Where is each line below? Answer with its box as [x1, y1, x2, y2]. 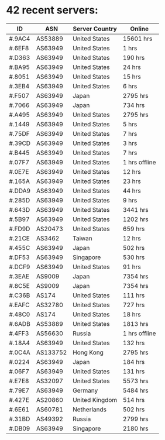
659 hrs [122, 225, 145, 233]
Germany [72, 386, 98, 394]
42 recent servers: [6, 4, 98, 17]
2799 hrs [122, 415, 149, 423]
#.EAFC [9, 301, 30, 309]
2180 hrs [122, 424, 149, 432]
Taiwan [72, 234, 92, 242]
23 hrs [122, 177, 142, 185]
